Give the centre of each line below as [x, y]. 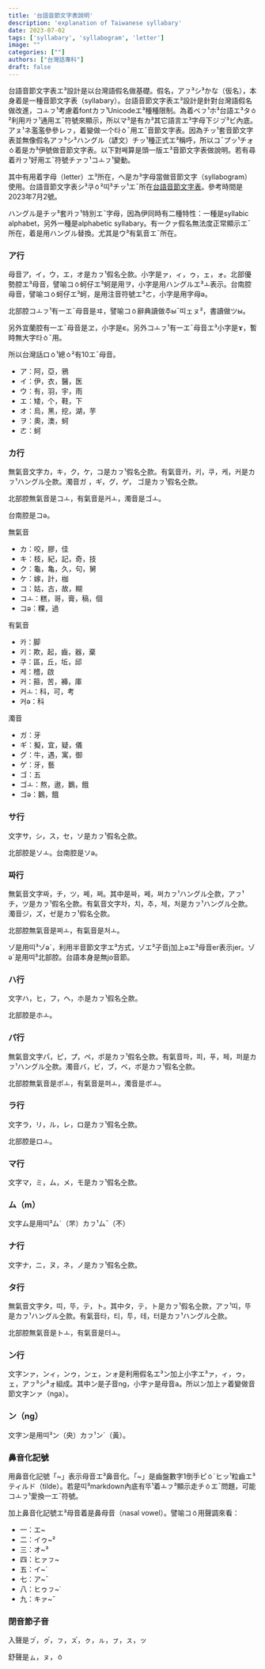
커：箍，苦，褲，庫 [51, 682]
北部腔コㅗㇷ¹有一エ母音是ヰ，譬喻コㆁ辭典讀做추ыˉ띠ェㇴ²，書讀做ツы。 [129, 311]
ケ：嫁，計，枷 [44, 579]
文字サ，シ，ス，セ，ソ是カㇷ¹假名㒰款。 [75, 835]
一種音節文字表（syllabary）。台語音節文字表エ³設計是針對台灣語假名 [141, 101]
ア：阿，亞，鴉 [44, 371]
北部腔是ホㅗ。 [32, 1015]
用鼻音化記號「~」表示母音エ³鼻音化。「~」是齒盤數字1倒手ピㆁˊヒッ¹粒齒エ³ [132, 1476]
